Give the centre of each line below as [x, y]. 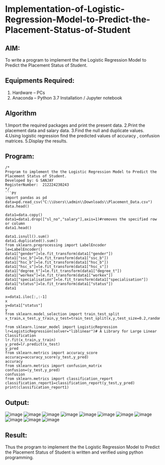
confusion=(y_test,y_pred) [33, 370]
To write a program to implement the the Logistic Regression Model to [76, 60]
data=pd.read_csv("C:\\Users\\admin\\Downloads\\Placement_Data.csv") [79, 202]
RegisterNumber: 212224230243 [37, 185]
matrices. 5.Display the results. [36, 141]
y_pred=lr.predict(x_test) [33, 344]
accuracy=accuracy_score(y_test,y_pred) [47, 357]
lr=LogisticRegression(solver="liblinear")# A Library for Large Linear [81, 332]
